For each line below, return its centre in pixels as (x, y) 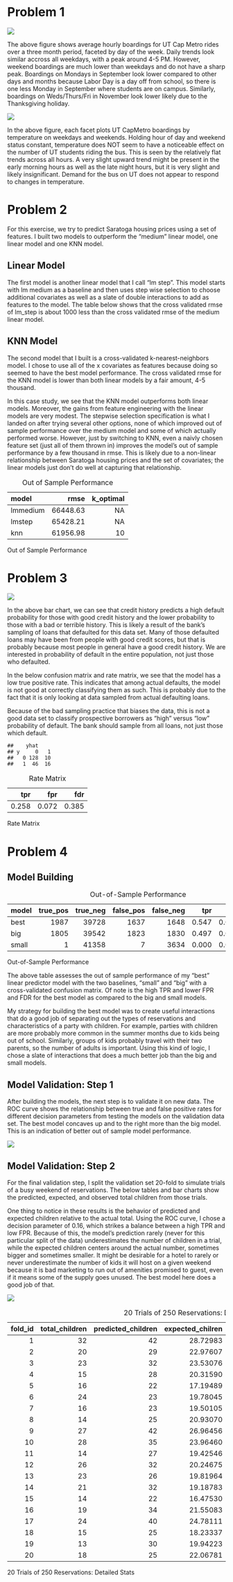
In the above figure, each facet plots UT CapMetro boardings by (98, 130)
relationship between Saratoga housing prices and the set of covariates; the (115, 460)
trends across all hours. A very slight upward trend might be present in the (113, 159)
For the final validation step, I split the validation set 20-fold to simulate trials (116, 1183)
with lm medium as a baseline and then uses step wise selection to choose (114, 290)
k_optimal (108, 498)
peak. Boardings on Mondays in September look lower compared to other (112, 74)
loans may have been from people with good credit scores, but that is (106, 639)
